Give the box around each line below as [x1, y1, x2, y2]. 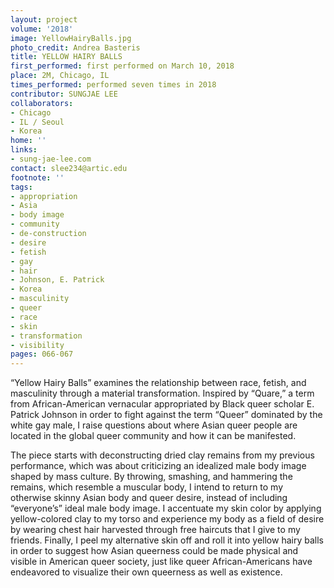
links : [10, 145, 38, 155]
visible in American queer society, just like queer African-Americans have [10, 556, 313, 568]
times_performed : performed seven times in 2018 [10, 80, 217, 90]
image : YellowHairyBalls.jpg [10, 33, 132, 43]
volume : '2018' [10, 24, 74, 34]
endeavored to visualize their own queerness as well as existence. [10, 566, 283, 578]
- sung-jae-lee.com [10, 154, 92, 164]
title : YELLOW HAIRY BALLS [10, 52, 123, 62]
